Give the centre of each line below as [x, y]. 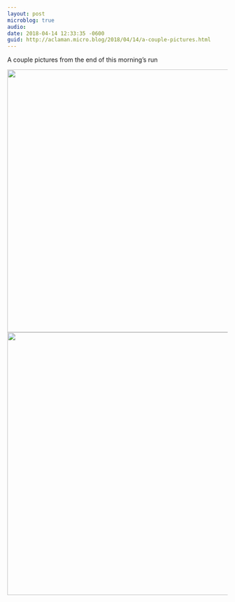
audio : [17, 27]
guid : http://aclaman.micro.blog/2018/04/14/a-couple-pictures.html [109, 40]
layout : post [26, 14]
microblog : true [31, 20]
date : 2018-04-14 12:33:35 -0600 [56, 33]
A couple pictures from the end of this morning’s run [83, 60]
